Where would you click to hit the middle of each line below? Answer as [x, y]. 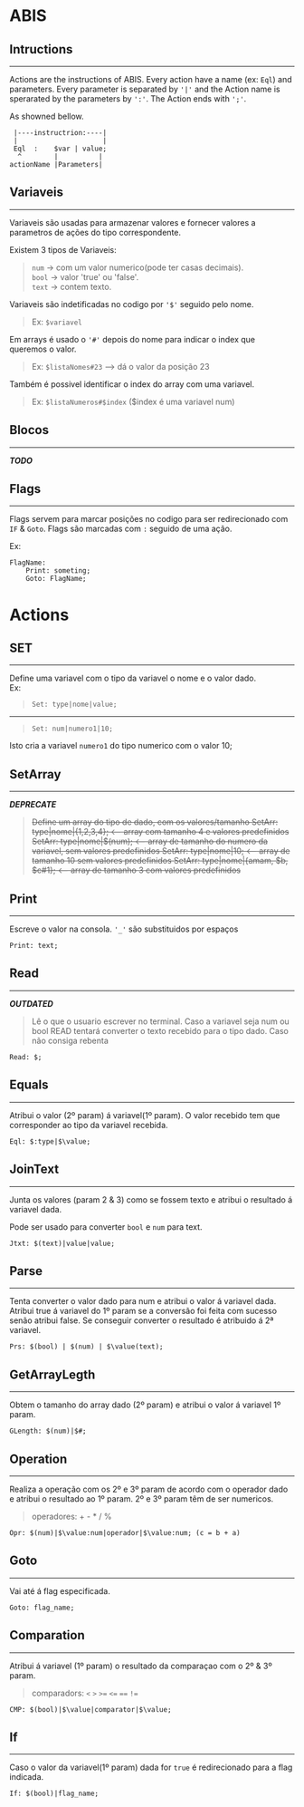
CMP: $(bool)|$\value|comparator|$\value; [90, 1709]
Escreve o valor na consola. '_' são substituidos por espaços [124, 929]
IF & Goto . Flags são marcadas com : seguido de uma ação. [121, 529]
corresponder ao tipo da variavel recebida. [89, 1125]
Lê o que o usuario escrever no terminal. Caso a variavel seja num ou [160, 1021]
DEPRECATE [33, 805]
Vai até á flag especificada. [60, 1590]
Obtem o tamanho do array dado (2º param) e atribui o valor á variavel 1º [145, 1405]
